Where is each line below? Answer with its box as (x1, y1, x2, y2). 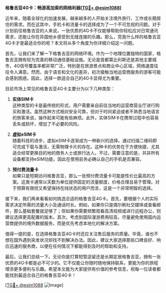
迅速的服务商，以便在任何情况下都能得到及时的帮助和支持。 (9, 243, 131, 249)
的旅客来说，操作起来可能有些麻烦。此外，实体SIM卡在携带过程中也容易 (12, 115, 159, 121)
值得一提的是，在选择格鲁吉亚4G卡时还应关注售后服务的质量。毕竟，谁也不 (5, 231, 159, 237)
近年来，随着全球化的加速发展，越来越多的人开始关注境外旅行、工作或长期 (5, 15, 157, 21)
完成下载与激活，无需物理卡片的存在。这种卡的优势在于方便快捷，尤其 (16, 144, 160, 150)
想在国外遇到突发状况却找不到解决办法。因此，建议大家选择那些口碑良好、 (5, 237, 157, 243)
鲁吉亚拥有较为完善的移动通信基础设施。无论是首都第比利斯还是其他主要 (5, 57, 152, 62)
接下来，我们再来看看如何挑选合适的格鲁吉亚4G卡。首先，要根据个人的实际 (5, 196, 159, 202)
